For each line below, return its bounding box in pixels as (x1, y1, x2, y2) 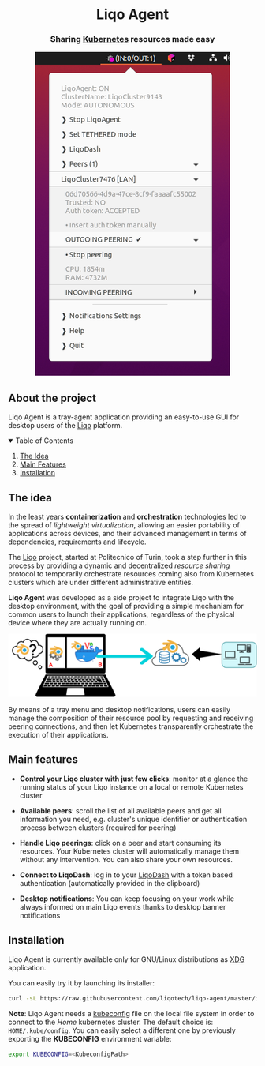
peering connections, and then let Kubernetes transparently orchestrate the (8, 722, 254, 731)
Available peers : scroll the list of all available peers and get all (19, 805, 222, 815)
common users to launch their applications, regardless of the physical (8, 610, 235, 619)
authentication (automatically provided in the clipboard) (19, 878, 200, 888)
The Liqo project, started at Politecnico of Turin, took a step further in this (8, 553, 247, 562)
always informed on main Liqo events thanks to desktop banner (19, 902, 226, 911)
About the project (8, 391, 97, 404)
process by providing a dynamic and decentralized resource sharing (8, 561, 230, 570)
